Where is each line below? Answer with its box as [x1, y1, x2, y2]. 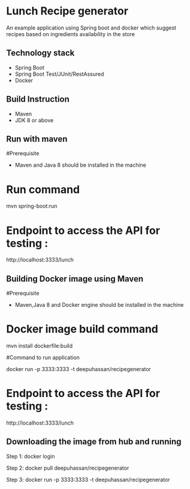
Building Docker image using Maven [6, 274, 144, 284]
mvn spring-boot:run [6, 203, 58, 210]
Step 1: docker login [6, 452, 55, 460]
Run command [6, 182, 80, 196]
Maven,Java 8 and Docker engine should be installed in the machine [14, 301, 184, 309]
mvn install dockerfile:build [6, 342, 73, 349]
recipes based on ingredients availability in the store [6, 30, 135, 37]
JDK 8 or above [14, 116, 54, 124]
